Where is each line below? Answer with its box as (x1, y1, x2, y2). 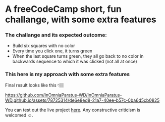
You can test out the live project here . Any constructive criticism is (5, 107, 140, 113)
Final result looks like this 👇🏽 (5, 82, 64, 88)
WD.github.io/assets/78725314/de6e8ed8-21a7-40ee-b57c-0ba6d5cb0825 (5, 97, 160, 103)
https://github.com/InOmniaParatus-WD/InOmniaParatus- (5, 92, 122, 98)
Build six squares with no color (12, 43, 75, 49)
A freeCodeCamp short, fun (5, 3, 122, 15)
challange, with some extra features (5, 14, 157, 25)
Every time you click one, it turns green (12, 48, 93, 54)
